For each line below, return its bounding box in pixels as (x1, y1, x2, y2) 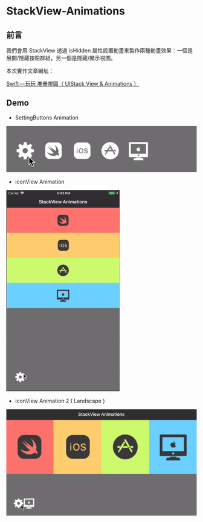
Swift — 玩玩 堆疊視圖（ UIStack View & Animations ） (6, 80, 140, 87)
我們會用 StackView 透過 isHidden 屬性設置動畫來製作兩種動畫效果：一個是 (6, 47, 193, 54)
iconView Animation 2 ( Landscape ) (14, 397, 105, 405)
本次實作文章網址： (6, 68, 54, 74)
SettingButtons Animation (14, 113, 79, 121)
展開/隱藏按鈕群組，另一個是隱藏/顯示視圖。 (6, 54, 117, 62)
